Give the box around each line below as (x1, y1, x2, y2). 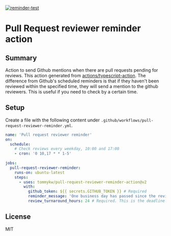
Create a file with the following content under (5, 117, 100, 123)
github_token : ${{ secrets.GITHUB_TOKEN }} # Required (27, 189, 147, 194)
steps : (14, 174, 28, 180)
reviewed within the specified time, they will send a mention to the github (5, 83, 159, 89)
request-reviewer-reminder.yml (5, 123, 72, 128)
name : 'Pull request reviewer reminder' (5, 132, 93, 137)
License (5, 213, 31, 221)
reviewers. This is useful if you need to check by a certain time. (5, 89, 138, 95)
